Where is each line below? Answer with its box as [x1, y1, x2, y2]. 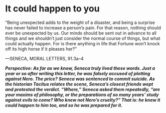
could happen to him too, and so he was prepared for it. [5, 102, 123, 108]
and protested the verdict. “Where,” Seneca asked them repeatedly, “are [5, 86, 161, 92]
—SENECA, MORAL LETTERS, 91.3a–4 [5, 55, 84, 61]
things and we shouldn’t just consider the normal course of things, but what [5, 35, 161, 41]
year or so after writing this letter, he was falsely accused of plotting [5, 70, 151, 76]
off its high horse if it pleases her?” [5, 46, 77, 52]
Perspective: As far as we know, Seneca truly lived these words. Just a [5, 65, 156, 71]
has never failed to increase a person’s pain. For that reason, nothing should [5, 24, 161, 30]
